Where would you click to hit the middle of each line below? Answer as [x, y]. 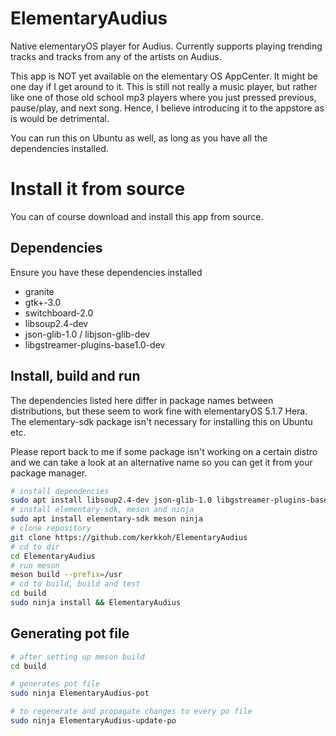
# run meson [35, 565]
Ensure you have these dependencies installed [106, 272]
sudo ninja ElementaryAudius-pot [80, 693]
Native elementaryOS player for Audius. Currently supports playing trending [166, 46]
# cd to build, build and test [75, 584]
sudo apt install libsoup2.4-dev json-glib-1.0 [111, 500]
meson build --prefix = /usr [66, 575]
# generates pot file [55, 684]
